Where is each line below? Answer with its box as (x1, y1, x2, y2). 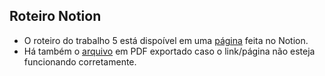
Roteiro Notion (9, 8, 102, 25)
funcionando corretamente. (23, 55, 137, 68)
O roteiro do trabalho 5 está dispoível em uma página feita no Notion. (23, 34, 309, 46)
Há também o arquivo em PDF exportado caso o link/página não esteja (23, 45, 316, 57)
